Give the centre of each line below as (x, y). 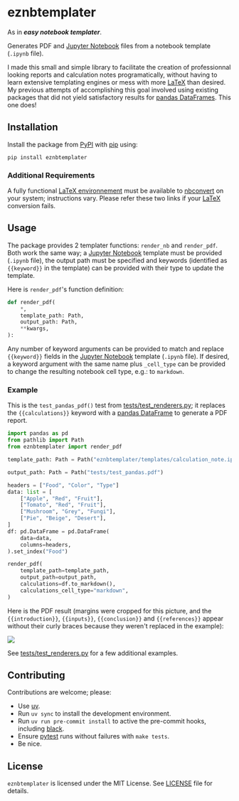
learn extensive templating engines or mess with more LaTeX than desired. (117, 82)
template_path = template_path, (65, 571)
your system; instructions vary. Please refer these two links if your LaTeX (114, 198)
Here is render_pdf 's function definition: (66, 289)
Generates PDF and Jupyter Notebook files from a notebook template (109, 45)
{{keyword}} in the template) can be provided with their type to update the (116, 268)
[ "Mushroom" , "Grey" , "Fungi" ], (68, 512)
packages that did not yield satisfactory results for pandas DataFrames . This (119, 97)
